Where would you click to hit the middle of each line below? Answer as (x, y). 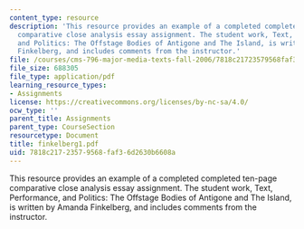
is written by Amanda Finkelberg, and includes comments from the (133, 207)
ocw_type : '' (34, 110)
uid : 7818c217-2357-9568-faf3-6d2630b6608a (93, 152)
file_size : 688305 (44, 69)
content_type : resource (54, 18)
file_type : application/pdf (62, 77)
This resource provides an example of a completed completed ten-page (143, 178)
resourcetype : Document (54, 136)
